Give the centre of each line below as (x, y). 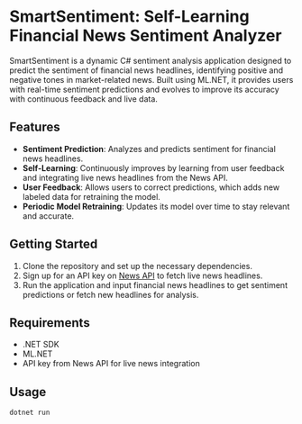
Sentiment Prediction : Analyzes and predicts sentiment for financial (149, 149)
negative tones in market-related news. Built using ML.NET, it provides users (151, 79)
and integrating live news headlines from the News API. (125, 177)
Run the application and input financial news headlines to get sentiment (155, 284)
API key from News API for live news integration (111, 364)
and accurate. (48, 216)
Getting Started (54, 244)
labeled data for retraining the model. (91, 196)
